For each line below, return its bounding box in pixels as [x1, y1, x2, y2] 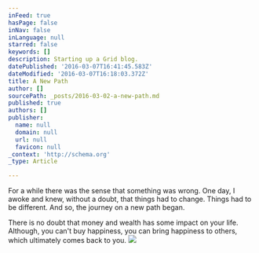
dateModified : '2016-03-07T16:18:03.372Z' [8, 70, 149, 78]
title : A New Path [8, 77, 68, 85]
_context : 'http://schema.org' [8, 150, 111, 158]
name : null [15, 121, 51, 129]
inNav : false [8, 26, 51, 34]
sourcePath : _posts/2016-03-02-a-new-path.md [8, 92, 159, 100]
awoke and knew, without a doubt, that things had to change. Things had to [8, 194, 252, 204]
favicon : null [15, 143, 61, 151]
